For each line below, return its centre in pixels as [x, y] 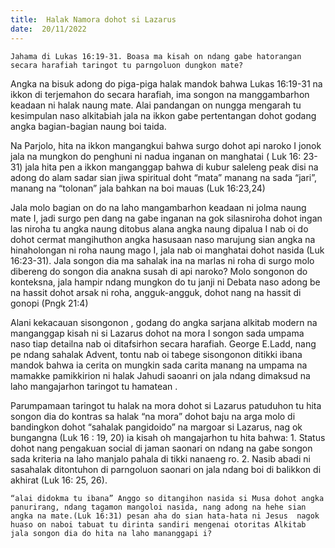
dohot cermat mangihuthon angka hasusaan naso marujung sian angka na [163, 239]
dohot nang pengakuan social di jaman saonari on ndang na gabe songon [161, 448]
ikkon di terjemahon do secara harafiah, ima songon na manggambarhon [160, 94]
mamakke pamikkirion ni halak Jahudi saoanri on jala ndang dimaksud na [160, 375]
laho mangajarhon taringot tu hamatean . [94, 386]
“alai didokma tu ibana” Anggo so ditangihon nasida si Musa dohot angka [167, 498]
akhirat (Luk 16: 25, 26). [59, 480]
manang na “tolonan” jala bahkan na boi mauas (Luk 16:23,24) [138, 188]
